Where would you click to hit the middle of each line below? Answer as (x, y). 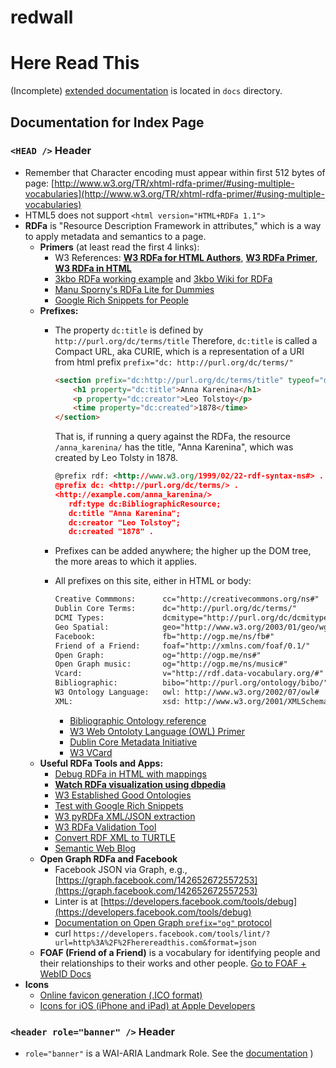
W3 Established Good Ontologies (123, 795)
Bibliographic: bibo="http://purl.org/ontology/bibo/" (191, 683)
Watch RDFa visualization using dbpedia (140, 784)
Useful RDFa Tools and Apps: (101, 763)
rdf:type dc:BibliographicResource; (145, 504)
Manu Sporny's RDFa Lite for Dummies (134, 289)
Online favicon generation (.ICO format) (121, 995)
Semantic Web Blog (95, 848)
